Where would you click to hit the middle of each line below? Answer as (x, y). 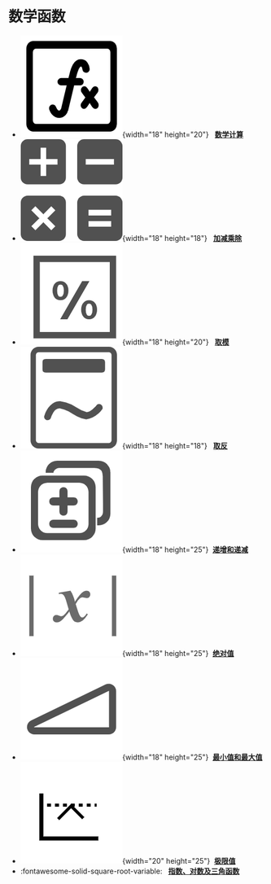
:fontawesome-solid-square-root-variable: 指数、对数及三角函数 (130, 871)
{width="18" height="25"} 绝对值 (178, 653)
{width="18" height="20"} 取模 (175, 342)
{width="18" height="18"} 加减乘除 (182, 238)
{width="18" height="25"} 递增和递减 (185, 549)
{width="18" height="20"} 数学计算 (183, 134)
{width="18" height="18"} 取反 (175, 445)
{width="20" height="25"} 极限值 (179, 860)
